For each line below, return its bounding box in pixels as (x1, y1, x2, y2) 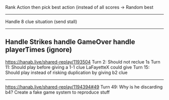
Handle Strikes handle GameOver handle (5, 37, 135, 46)
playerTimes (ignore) (5, 45, 72, 54)
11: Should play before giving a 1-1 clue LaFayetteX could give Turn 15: (5, 64, 150, 70)
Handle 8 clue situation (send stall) (5, 18, 77, 24)
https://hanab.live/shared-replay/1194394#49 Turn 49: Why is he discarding (5, 83, 163, 89)
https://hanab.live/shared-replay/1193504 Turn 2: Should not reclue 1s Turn (5, 58, 161, 64)
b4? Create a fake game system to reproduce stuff (5, 89, 110, 95)
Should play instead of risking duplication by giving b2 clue (5, 69, 128, 75)
